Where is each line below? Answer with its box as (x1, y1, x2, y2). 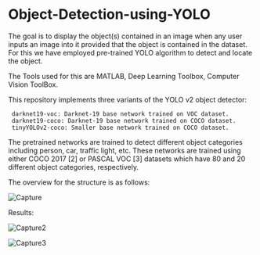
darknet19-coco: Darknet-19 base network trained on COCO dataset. (11, 117, 237, 124)
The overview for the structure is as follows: (8, 178, 150, 187)
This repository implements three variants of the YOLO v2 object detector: (8, 95, 247, 104)
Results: (8, 207, 34, 217)
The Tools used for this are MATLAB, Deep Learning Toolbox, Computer (8, 71, 240, 81)
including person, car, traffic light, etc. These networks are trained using (8, 145, 241, 155)
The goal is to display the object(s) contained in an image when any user (8, 31, 243, 41)
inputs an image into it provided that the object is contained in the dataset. (8, 39, 248, 48)
